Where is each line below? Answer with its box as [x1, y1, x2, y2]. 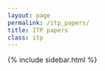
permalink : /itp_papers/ [7, 19, 90, 27]
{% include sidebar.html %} [7, 55, 98, 65]
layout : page [7, 11, 51, 20]
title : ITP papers [7, 26, 68, 34]
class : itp [7, 33, 44, 42]
